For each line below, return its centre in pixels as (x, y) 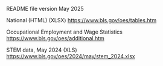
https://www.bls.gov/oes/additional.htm (55, 38)
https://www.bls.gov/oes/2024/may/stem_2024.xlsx (71, 56)
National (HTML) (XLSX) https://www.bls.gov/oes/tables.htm (81, 20)
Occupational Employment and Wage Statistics (64, 32)
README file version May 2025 (45, 9)
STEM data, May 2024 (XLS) (42, 50)
